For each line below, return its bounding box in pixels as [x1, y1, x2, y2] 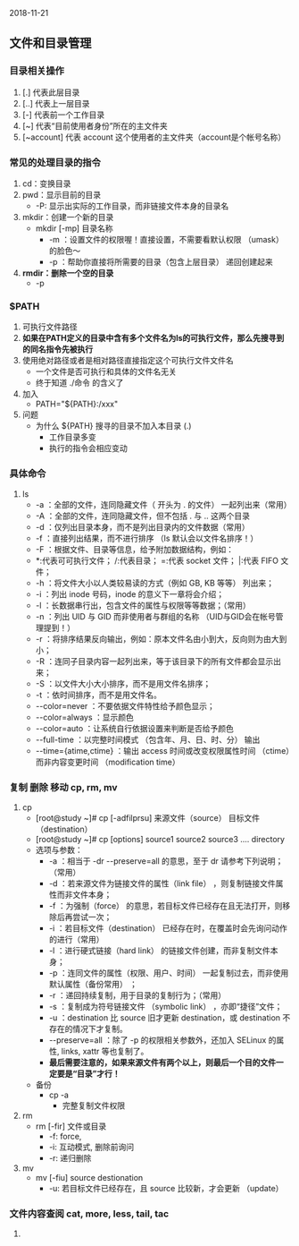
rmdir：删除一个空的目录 [21, 268, 114, 278]
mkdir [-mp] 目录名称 [35, 223, 113, 234]
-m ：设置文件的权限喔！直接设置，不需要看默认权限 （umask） [48, 234, 284, 244]
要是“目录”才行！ [56, 1068, 120, 1079]
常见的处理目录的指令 [9, 156, 101, 168]
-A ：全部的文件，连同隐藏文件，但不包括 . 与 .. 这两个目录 [35, 510, 251, 521]
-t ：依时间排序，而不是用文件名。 [35, 689, 162, 700]
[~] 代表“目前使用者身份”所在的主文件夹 [21, 120, 168, 131]
